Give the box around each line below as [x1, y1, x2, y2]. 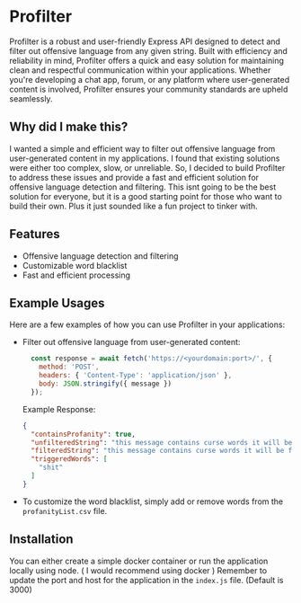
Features [9, 226, 60, 242]
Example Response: [22, 403, 96, 414]
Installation [9, 532, 74, 547]
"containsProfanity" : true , [31, 430, 137, 439]
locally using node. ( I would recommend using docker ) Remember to [9, 564, 268, 576]
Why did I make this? [9, 120, 128, 135]
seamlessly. [9, 93, 53, 104]
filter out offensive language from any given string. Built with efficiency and [9, 45, 288, 56]
